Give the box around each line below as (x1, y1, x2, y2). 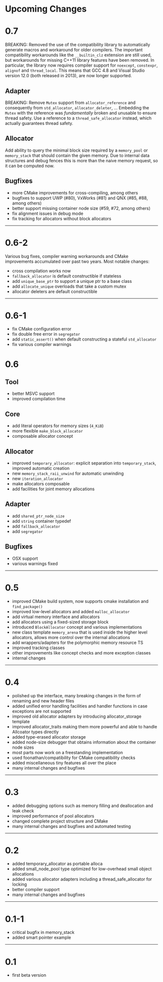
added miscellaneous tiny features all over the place (12, 759, 116, 766)
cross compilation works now (12, 268, 71, 274)
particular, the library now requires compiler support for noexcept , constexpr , (5, 62, 158, 69)
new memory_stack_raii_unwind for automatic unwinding (12, 470, 124, 477)
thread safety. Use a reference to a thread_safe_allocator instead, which (5, 115, 152, 121)
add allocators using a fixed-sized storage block (12, 619, 109, 625)
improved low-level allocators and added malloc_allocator (12, 608, 130, 614)
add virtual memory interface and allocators (12, 614, 100, 620)
